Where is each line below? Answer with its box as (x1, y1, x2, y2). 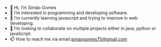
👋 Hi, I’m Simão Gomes (9, 5, 57, 10)
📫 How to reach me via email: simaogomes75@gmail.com (9, 36, 127, 42)
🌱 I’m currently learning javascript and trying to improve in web (9, 15, 138, 21)
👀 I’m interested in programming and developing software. (9, 10, 128, 16)
